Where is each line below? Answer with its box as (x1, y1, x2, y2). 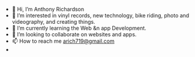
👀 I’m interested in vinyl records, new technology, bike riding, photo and (11, 12, 190, 19)
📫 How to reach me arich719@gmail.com (11, 37, 115, 45)
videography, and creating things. (11, 18, 95, 25)
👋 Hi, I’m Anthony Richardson (11, 6, 85, 12)
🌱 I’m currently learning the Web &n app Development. (11, 24, 147, 31)
